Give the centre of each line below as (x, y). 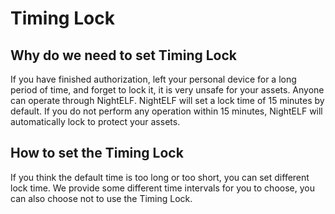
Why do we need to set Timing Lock (124, 55)
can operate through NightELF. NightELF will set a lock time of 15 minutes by (167, 100)
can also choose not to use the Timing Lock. (101, 198)
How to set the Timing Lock (97, 153)
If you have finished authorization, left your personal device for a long (153, 79)
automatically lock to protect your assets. (95, 121)
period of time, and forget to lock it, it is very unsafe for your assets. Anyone (167, 90)
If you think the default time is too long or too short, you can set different (160, 177)
